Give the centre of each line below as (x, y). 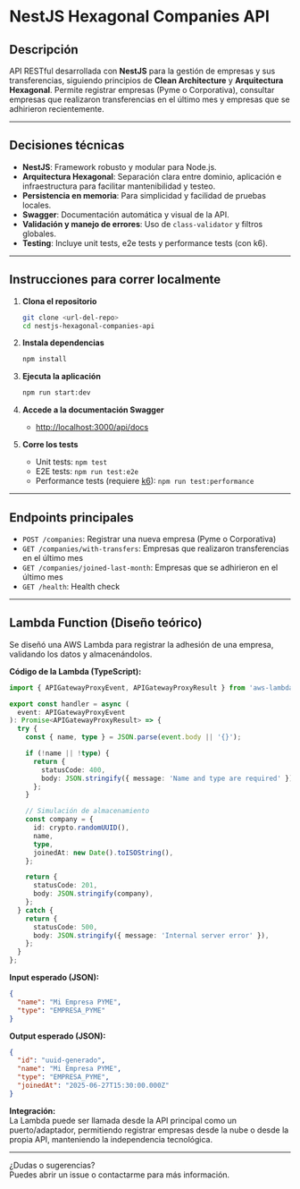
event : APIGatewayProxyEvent (71, 712)
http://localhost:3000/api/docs (92, 428)
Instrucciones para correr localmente (115, 280)
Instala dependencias (63, 343)
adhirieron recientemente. (57, 109)
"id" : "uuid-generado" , (61, 1061)
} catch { (35, 910)
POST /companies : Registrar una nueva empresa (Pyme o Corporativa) (149, 539)
